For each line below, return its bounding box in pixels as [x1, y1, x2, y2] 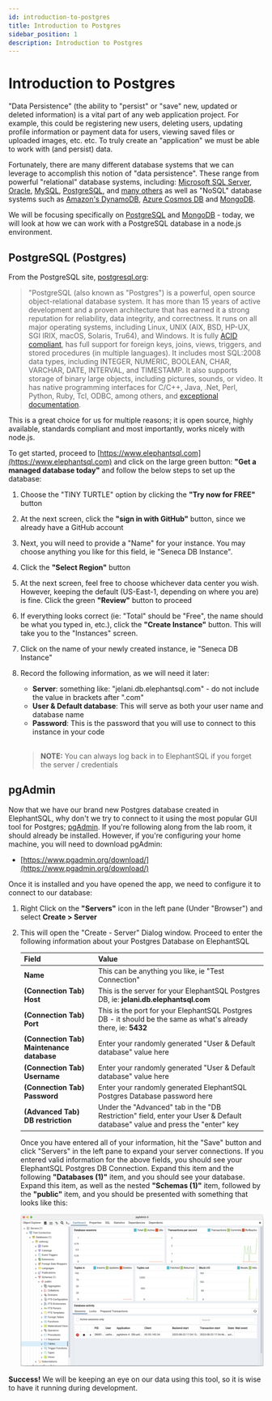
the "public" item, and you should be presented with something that [19, 1189, 249, 1199]
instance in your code [32, 727, 105, 737]
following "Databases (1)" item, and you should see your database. [19, 1172, 245, 1182]
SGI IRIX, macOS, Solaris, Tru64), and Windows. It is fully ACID [28, 331, 238, 340]
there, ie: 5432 [98, 1023, 148, 1033]
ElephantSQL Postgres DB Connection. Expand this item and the [19, 1163, 235, 1173]
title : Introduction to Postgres [8, 21, 121, 30]
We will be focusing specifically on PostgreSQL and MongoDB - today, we [8, 210, 255, 220]
